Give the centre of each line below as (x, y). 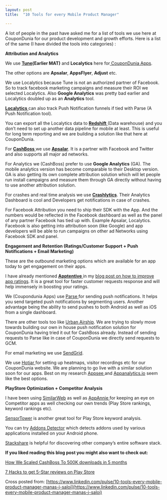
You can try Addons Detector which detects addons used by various (75, 427)
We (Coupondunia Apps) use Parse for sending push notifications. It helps (82, 296)
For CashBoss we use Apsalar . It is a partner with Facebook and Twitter (79, 148)
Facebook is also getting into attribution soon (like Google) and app (74, 225)
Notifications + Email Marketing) (39, 251)
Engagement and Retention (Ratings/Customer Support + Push (72, 246)
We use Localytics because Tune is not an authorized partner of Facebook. (82, 82)
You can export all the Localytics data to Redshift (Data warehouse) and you (84, 123)
